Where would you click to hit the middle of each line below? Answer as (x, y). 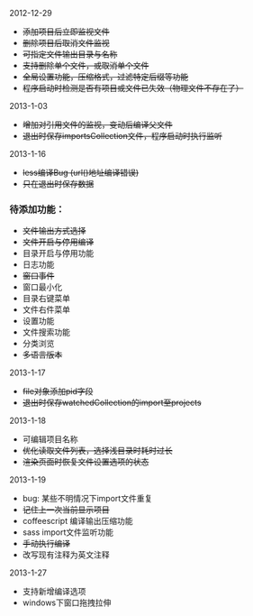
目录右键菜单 (46, 299)
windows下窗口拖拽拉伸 (67, 602)
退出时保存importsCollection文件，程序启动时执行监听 (122, 136)
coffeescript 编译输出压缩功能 (77, 521)
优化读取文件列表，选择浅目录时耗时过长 (97, 451)
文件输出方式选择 (54, 231)
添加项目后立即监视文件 (66, 32)
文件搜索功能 (46, 332)
